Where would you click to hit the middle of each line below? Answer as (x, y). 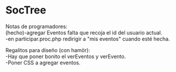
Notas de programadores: (37, 26)
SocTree (26, 10)
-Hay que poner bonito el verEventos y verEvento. (66, 56)
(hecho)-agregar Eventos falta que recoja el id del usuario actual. (84, 32)
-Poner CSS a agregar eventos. (43, 63)
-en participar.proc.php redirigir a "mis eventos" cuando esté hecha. (88, 39)
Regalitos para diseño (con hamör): (48, 50)
